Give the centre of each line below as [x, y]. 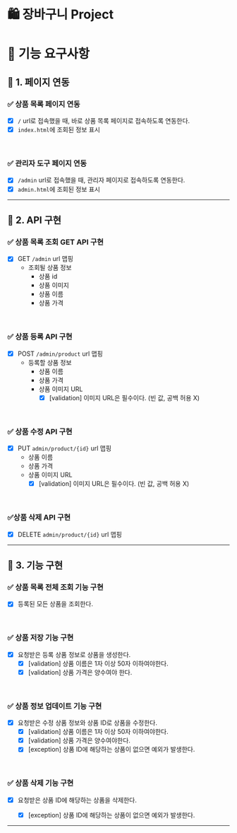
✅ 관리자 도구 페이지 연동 [47, 163]
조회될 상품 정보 [50, 268]
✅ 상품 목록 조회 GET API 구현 [56, 242]
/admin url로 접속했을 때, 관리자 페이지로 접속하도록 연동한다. [101, 180]
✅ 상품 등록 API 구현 [40, 337]
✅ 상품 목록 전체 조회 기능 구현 [55, 587]
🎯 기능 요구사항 [49, 54]
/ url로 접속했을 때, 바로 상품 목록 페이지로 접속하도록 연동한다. [104, 121]
